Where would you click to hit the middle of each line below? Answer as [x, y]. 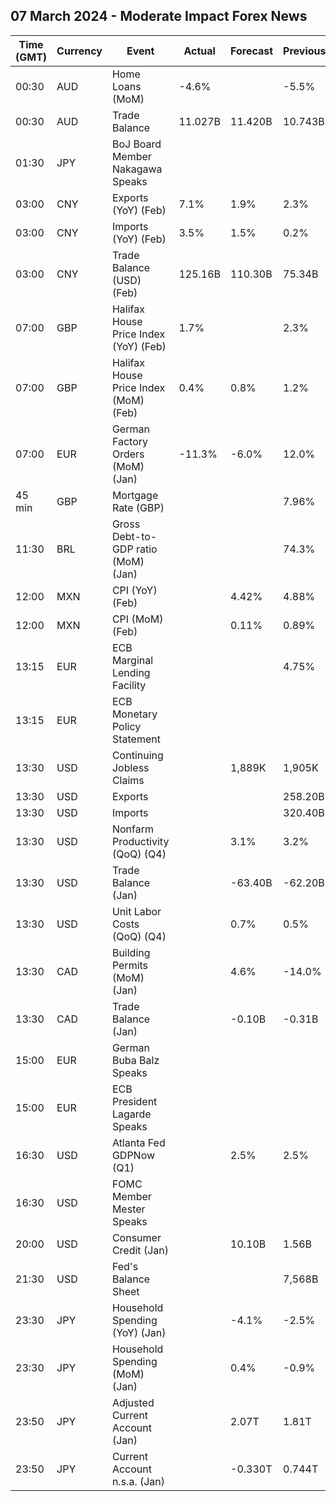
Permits [130, 965]
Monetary [134, 714]
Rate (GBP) [138, 507]
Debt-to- [134, 536]
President [134, 1101]
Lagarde [131, 1114]
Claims [128, 780]
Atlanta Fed [138, 1142]
